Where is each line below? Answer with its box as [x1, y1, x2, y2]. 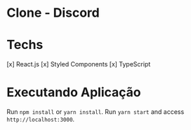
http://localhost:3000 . [6, 115, 75, 124]
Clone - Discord [6, 5, 100, 21]
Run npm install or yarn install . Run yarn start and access [6, 108, 185, 116]
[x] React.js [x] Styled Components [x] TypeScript [6, 60, 151, 68]
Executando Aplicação [6, 85, 141, 101]
